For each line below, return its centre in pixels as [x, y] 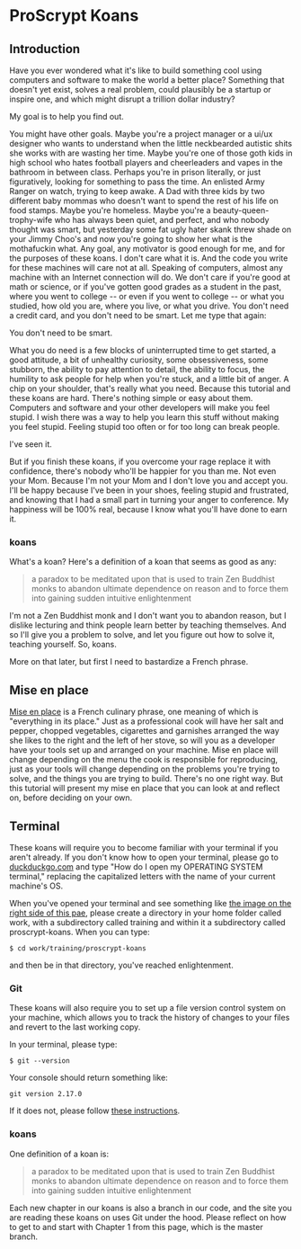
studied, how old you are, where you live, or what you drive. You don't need [149, 306]
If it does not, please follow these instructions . [95, 1111]
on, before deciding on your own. [71, 798]
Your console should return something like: [89, 1078]
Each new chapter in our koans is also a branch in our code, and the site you [150, 1208]
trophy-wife [31, 220]
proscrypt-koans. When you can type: [80, 932]
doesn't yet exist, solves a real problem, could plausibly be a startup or [140, 89]
